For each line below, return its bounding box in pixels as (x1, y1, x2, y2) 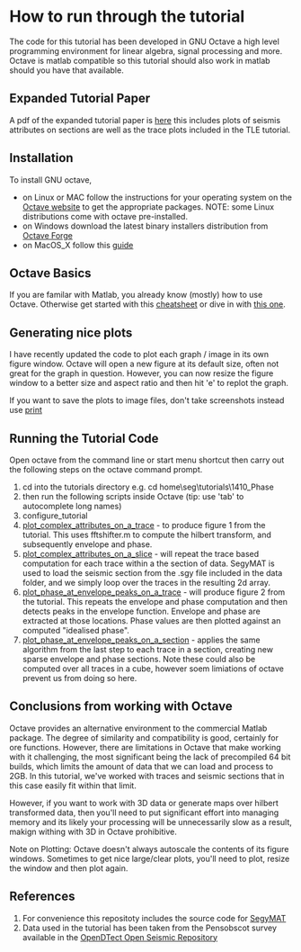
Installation (9, 150, 74, 166)
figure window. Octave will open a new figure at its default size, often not (9, 358, 279, 370)
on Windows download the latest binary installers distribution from (22, 220, 269, 231)
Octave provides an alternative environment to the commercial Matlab (9, 723, 268, 733)
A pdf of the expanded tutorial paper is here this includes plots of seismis (9, 114, 281, 125)
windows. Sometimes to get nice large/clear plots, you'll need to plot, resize (9, 853, 290, 864)
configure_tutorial (22, 510, 88, 521)
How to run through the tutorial (9, 6, 245, 27)
